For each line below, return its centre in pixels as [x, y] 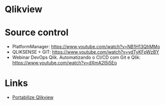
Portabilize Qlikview [33, 97]
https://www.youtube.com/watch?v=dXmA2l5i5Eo [64, 63]
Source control [37, 33]
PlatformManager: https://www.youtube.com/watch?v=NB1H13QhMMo [86, 47]
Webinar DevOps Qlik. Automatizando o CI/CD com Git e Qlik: [76, 57]
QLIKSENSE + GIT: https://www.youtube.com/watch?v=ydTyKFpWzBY [86, 52]
